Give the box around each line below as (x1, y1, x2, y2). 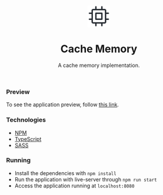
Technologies (6, 116, 46, 124)
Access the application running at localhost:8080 (14, 182, 135, 189)
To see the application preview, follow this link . (6, 101, 119, 108)
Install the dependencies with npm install (14, 169, 117, 177)
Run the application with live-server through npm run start (14, 176, 157, 183)
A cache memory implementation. (58, 62, 140, 69)
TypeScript (14, 135, 42, 142)
